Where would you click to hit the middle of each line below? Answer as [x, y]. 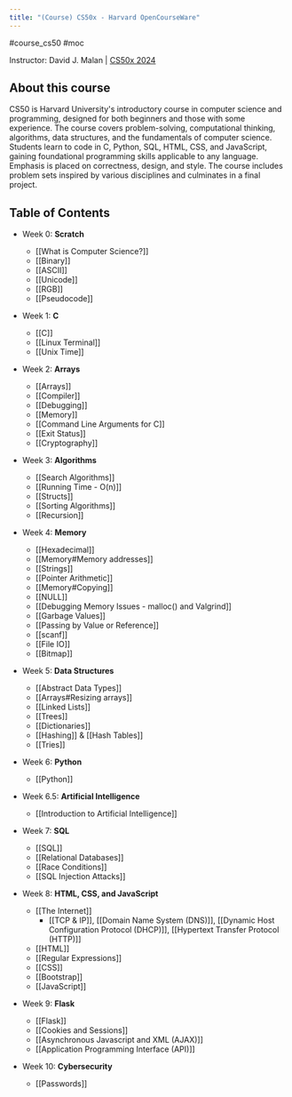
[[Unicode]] [56, 280]
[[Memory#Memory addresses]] [94, 559]
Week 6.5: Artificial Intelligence [81, 797]
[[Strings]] [54, 569]
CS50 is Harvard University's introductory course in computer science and [146, 109]
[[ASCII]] [51, 270]
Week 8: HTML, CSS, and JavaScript [90, 893]
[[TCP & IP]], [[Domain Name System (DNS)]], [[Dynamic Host [162, 920]
